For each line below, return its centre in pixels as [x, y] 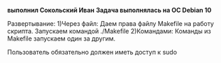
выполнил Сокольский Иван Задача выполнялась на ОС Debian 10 [109, 10]
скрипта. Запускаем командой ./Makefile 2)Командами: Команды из [109, 31]
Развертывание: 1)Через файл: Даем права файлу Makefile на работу [111, 23]
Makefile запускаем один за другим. [62, 38]
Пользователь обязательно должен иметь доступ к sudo [92, 52]
